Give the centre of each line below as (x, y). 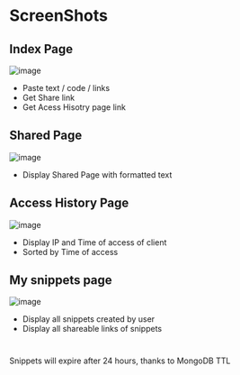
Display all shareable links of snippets (92, 329)
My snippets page (61, 280)
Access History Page (69, 203)
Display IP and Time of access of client (94, 242)
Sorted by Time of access (70, 252)
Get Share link (48, 97)
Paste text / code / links (66, 88)
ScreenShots (58, 16)
